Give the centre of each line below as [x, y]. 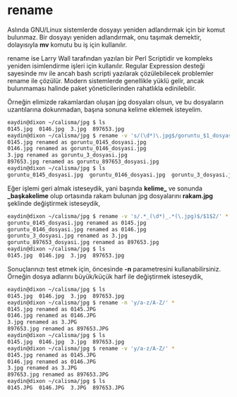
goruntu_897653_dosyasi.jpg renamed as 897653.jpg [83, 243]
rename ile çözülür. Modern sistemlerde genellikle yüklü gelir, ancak [106, 80]
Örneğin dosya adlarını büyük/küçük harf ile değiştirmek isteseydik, [105, 276]
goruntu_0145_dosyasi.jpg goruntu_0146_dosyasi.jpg [86, 175]
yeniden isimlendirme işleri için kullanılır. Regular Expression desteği [106, 66]
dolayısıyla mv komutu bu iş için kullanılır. [67, 44]
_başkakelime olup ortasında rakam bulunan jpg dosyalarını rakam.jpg [110, 195]
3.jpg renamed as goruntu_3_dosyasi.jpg [68, 155]
